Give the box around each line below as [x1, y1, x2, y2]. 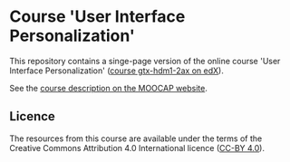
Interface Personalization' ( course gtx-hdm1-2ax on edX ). [9, 65, 224, 76]
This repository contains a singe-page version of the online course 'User [9, 55, 281, 66]
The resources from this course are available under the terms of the [9, 133, 263, 144]
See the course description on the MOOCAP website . [9, 82, 208, 93]
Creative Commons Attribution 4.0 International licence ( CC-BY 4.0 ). [9, 142, 266, 153]
